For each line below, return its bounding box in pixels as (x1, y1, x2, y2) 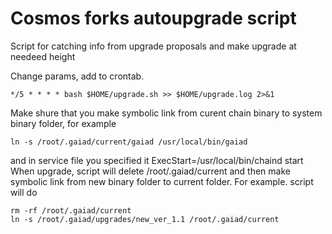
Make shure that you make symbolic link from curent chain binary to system (10, 107, 323, 119)
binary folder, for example (10, 117, 117, 129)
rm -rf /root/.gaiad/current (10, 205, 132, 216)
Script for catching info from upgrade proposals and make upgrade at (10, 40, 297, 52)
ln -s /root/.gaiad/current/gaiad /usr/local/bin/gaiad (10, 137, 248, 147)
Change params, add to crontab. (10, 70, 145, 82)
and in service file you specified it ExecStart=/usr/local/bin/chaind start (10, 154, 304, 166)
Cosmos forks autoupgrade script (10, 7, 297, 30)
